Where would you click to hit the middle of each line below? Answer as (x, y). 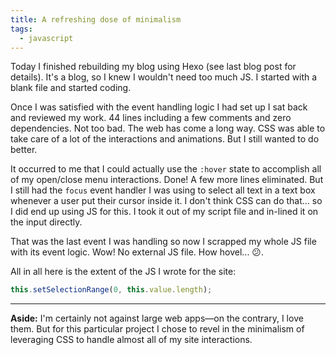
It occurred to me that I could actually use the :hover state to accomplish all (166, 169)
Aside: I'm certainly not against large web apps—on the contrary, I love (157, 318)
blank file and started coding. (71, 88)
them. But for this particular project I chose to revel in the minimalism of (157, 329)
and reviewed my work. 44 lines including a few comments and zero (151, 118)
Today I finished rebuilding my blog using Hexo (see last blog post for (153, 67)
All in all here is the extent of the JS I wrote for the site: (123, 272)
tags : (21, 29)
